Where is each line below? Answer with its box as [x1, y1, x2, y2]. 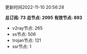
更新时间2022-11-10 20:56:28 [5, 4, 65, 10]
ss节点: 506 [12, 31, 36, 37]
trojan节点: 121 [12, 37, 42, 43]
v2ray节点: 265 [12, 25, 43, 31]
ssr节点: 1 [12, 44, 32, 49]
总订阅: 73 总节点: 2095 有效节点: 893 [5, 15, 83, 21]
